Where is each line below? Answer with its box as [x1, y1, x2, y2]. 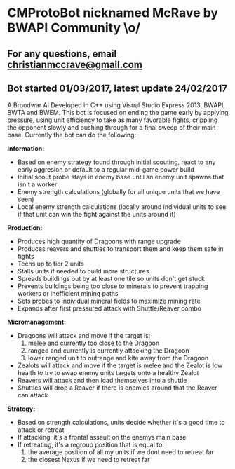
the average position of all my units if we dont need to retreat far [27, 448, 214, 456]
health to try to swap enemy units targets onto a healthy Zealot [17, 369, 199, 377]
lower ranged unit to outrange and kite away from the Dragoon [27, 354, 209, 362]
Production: [7, 224, 43, 232]
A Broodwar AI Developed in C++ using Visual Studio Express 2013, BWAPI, [7, 101, 226, 109]
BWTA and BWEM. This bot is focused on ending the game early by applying [7, 109, 229, 117]
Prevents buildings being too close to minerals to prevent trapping [17, 282, 208, 290]
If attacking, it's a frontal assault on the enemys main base [17, 433, 187, 442]
